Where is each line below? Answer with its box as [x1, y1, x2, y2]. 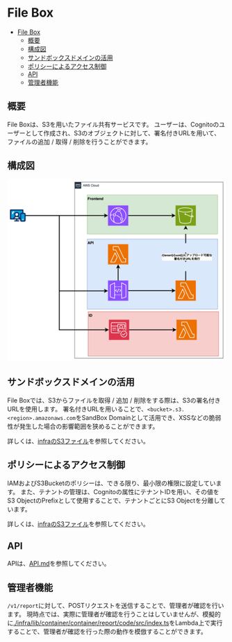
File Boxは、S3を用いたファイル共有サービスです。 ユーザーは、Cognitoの [7, 120, 219, 128]
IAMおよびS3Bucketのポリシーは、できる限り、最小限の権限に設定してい [7, 479, 216, 487]
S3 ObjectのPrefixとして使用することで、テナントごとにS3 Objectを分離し [7, 496, 220, 505]
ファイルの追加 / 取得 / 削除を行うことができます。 [7, 137, 152, 146]
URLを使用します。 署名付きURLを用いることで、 [7, 405, 148, 413]
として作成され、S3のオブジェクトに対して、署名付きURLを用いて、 [25, 128, 221, 137]
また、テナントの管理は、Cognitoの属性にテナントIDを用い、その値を [20, 487, 220, 496]
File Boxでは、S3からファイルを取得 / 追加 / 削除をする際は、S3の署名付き [7, 396, 221, 404]
